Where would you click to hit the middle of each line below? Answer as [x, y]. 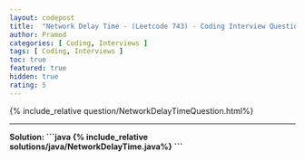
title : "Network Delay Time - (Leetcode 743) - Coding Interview [138, 26]
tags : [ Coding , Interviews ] [67, 52]
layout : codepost [42, 18]
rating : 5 [28, 85]
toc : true [28, 60]
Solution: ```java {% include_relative [79, 137]
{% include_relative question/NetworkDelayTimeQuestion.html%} [132, 110]
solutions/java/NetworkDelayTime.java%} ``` [96, 147]
